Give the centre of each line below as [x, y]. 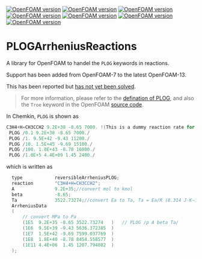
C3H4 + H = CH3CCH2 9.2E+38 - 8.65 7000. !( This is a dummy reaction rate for [101, 127]
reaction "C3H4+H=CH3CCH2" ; [56, 184]
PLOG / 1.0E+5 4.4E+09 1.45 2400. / [52, 155]
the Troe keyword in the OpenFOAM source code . [82, 104]
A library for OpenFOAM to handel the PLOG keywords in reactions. [88, 63]
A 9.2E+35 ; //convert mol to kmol [72, 189]
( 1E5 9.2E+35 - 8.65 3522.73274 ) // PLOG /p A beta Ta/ [100, 223]
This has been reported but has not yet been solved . [71, 86]
